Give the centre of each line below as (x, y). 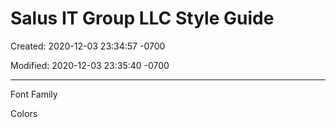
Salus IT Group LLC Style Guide (142, 18)
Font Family (34, 94)
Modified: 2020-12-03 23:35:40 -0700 (90, 65)
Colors (24, 113)
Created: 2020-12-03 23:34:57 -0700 (88, 46)
